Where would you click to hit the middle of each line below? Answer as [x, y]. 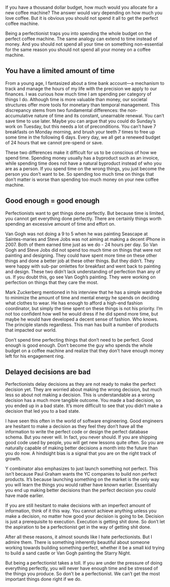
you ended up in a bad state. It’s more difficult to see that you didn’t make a [84, 406]
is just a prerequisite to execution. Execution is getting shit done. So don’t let [85, 522]
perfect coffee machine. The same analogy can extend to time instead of [81, 39]
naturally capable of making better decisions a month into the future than [82, 448]
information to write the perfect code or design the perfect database [77, 432]
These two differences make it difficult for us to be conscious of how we [81, 152]
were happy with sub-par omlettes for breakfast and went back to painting [83, 266]
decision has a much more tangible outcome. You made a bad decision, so [83, 400]
